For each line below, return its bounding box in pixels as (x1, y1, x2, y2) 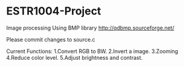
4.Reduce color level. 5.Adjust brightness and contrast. (6, 54, 143, 61)
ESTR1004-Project (6, 4, 101, 18)
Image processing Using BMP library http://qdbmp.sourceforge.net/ (6, 24, 175, 31)
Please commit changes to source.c (6, 36, 95, 43)
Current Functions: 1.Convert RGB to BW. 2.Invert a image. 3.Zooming (6, 47, 179, 55)
